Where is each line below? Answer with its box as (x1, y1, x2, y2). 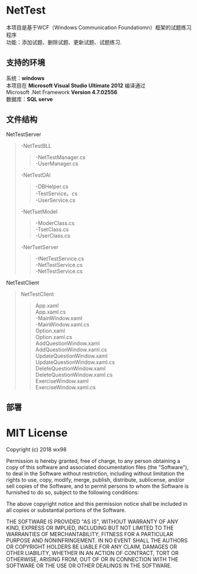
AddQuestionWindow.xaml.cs (35, 346, 108, 353)
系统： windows (6, 75, 45, 82)
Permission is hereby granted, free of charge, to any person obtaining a (6, 457, 180, 465)
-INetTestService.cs (35, 255, 85, 262)
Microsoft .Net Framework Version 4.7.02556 (6, 88, 118, 95)
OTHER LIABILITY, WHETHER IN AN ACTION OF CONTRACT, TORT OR (6, 549, 179, 556)
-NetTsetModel (20, 208, 58, 215)
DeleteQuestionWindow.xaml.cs (35, 371, 113, 378)
